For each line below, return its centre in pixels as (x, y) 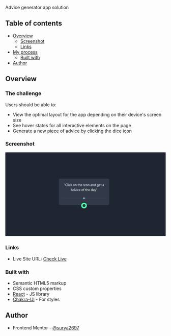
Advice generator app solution (37, 7)
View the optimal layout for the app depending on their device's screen (87, 114)
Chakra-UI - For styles (36, 299)
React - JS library (31, 294)
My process (25, 52)
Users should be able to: (31, 105)
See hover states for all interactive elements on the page (72, 125)
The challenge (23, 93)
